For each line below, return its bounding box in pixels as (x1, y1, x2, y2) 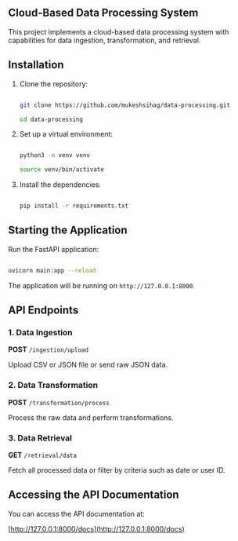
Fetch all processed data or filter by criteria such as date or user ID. (8, 465, 225, 474)
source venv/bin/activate (19, 166, 104, 174)
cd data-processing (19, 115, 84, 123)
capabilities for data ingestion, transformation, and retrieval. (8, 35, 201, 45)
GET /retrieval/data (8, 450, 77, 459)
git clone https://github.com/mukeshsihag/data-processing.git (19, 101, 231, 109)
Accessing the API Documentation (8, 488, 179, 502)
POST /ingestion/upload (8, 345, 88, 354)
